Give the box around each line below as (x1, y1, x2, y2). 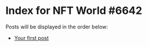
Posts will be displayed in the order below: (5, 23, 108, 30)
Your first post (14, 34, 49, 41)
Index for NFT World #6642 (5, 4, 143, 17)
